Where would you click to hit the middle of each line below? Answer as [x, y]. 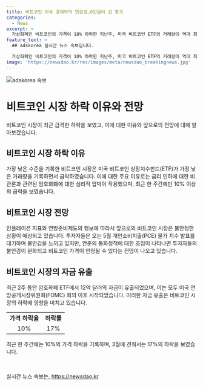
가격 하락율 [24, 318]
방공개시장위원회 [26, 295]
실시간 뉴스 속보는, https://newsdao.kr [52, 376]
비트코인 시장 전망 [38, 212]
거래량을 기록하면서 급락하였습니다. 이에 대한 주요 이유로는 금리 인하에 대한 [101, 177]
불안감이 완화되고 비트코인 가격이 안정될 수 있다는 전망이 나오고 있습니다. [92, 251]
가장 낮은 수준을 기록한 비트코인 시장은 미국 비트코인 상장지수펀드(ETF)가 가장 [98, 169]
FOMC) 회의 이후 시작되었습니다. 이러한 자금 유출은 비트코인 [118, 295]
